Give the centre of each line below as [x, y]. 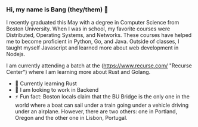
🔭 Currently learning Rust [46, 83]
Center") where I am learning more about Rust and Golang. [78, 72]
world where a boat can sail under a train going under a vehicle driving [102, 105]
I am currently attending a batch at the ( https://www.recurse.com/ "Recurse [99, 66]
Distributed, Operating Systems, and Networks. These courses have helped [99, 35]
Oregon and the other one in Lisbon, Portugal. [71, 118]
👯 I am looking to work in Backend [57, 90]
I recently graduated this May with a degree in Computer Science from [93, 23]
